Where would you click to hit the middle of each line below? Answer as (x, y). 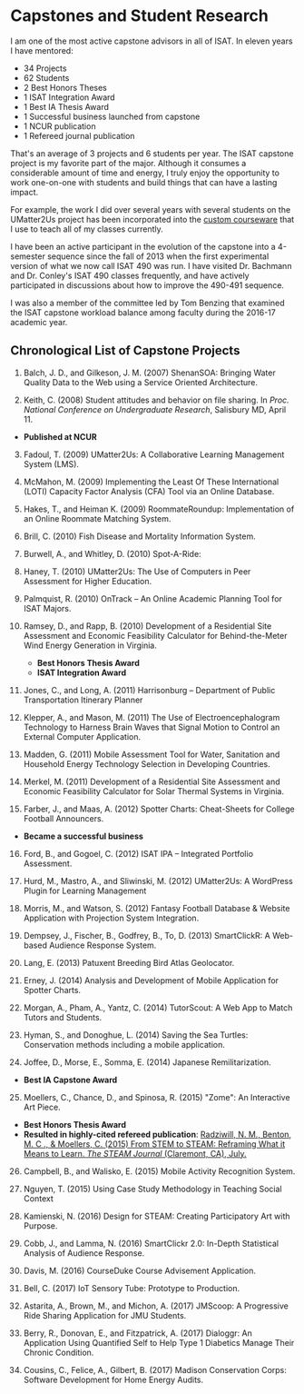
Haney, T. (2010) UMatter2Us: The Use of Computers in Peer (137, 571)
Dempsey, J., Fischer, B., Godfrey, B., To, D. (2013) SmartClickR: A (147, 935)
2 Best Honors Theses (65, 87)
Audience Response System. (103, 945)
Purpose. (40, 1225)
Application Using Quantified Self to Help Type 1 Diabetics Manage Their (159, 1342)
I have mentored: (42, 50)
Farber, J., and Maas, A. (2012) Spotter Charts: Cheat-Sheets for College (159, 809)
